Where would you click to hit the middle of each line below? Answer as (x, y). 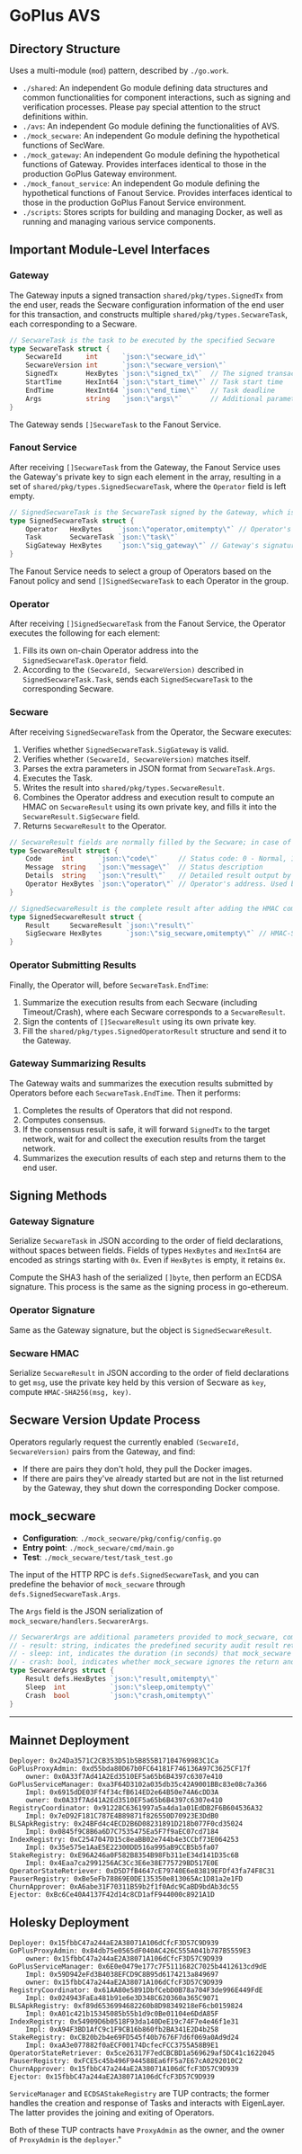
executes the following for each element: (85, 633)
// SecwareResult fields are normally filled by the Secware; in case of (151, 842)
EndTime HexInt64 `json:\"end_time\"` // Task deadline (151, 390)
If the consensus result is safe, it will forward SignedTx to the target (146, 1129)
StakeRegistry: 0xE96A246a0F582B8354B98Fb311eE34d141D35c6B (124, 1855)
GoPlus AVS (55, 16)
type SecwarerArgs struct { (62, 1671)
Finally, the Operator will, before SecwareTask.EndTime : (109, 985)
